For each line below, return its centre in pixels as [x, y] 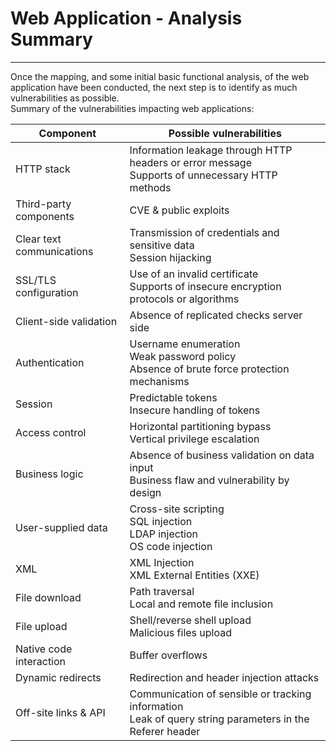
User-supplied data [61, 527]
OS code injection [171, 546]
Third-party [43, 204]
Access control [51, 432]
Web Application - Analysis [126, 18]
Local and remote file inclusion [201, 604]
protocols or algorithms [184, 299]
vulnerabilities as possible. [65, 98]
